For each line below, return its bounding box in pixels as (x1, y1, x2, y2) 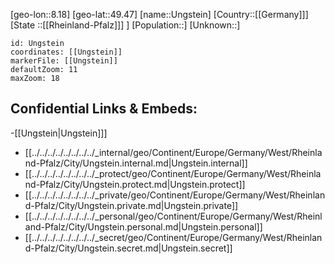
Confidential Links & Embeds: (10, 100, 198, 118)
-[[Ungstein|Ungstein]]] (10, 127, 108, 139)
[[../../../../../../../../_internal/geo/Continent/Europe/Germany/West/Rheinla (24, 146, 323, 158)
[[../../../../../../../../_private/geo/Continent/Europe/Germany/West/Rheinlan (24, 189, 326, 201)
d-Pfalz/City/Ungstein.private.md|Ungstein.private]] (24, 199, 239, 211)
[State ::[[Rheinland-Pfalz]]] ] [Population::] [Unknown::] (10, 19, 241, 31)
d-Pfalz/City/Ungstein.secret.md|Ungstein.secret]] (24, 242, 233, 254)
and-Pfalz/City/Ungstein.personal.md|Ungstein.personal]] (24, 220, 263, 233)
